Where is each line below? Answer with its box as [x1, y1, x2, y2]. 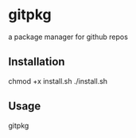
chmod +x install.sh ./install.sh [8, 76, 108, 85]
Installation [8, 55, 65, 69]
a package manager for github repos [8, 32, 129, 41]
